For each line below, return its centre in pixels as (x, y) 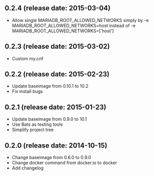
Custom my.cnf (27, 58)
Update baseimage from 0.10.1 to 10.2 (50, 86)
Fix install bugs (27, 91)
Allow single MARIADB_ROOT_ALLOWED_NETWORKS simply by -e (80, 20)
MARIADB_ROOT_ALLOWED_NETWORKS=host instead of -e (74, 25)
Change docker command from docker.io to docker (65, 163)
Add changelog (28, 168)
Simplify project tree (33, 130)
